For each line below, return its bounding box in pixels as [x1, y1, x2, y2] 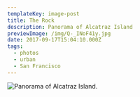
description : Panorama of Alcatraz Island [7, 23, 133, 30]
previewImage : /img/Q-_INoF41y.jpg [7, 30, 111, 37]
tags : [7, 43, 23, 50]
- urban [13, 56, 36, 63]
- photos [13, 50, 39, 57]
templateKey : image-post [7, 10, 80, 18]
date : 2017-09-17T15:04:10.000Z [7, 37, 101, 44]
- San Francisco [13, 63, 61, 70]
